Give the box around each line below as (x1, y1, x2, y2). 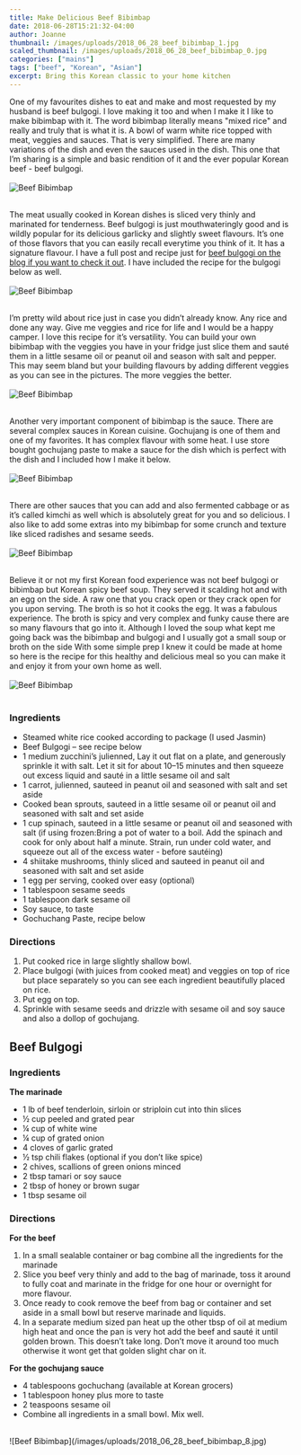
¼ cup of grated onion (22, 1133, 105, 1143)
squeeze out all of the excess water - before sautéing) (22, 846, 224, 858)
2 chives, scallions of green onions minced (22, 1161, 181, 1172)
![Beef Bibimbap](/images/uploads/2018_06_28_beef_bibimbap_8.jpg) (9, 1436, 267, 1447)
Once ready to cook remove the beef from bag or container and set (22, 1298, 272, 1309)
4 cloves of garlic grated (22, 1142, 114, 1153)
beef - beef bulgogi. (9, 163, 84, 173)
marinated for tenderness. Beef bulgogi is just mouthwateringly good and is (9, 218, 289, 229)
